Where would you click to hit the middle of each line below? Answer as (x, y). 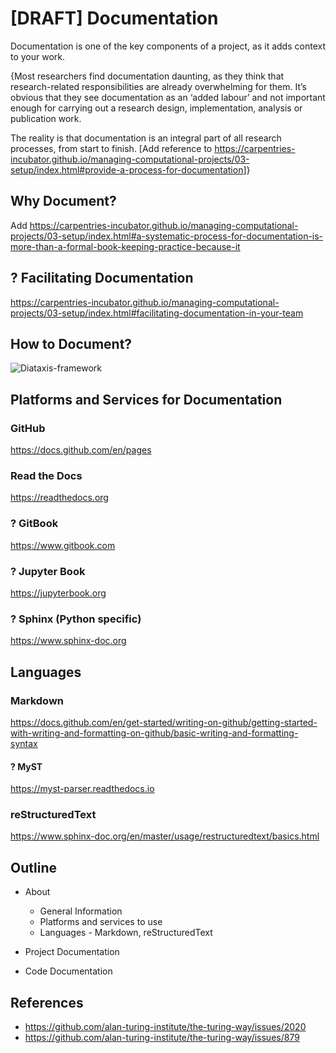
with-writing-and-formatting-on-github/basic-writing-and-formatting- (154, 733)
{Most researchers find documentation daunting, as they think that (147, 76)
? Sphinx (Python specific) (76, 619)
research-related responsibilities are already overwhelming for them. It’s (158, 86)
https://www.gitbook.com (63, 545)
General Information (81, 911)
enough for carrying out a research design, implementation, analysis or (156, 108)
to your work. (38, 56)
